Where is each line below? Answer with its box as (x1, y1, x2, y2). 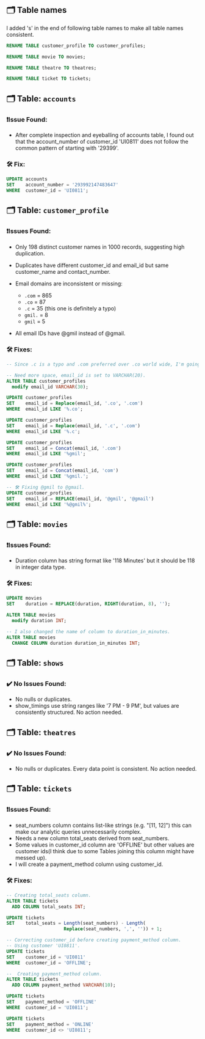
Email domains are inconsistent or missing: (15, 280, 123, 287)
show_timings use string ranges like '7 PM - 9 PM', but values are (15, 702, 179, 710)
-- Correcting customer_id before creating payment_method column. (6, 937, 182, 943)
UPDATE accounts (6, 176, 48, 182)
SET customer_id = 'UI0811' (6, 954, 86, 960)
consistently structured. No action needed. (15, 708, 123, 716)
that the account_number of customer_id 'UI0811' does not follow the (15, 138, 189, 145)
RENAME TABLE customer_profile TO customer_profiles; (6, 42, 146, 49)
